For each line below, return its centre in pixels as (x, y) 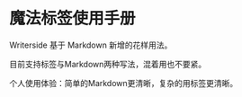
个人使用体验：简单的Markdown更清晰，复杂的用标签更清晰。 (124, 83)
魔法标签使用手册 (73, 18)
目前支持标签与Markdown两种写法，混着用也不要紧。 (108, 64)
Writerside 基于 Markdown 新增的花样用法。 (91, 45)
